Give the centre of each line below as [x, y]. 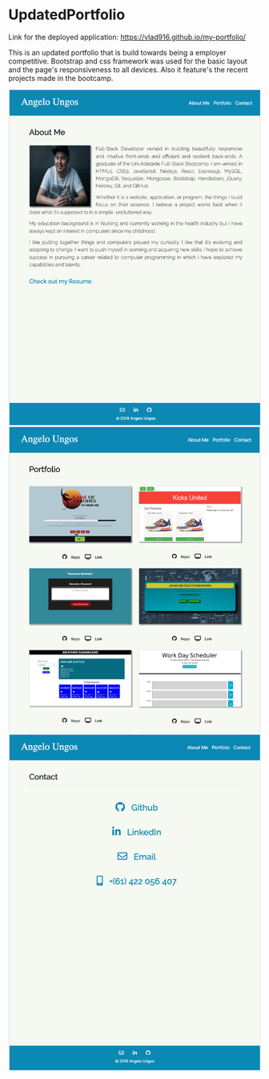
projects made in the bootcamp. [61, 78]
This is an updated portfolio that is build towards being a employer [117, 52]
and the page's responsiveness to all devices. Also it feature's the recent [128, 69]
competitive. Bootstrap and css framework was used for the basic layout [128, 61]
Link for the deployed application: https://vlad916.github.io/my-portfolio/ [127, 37]
